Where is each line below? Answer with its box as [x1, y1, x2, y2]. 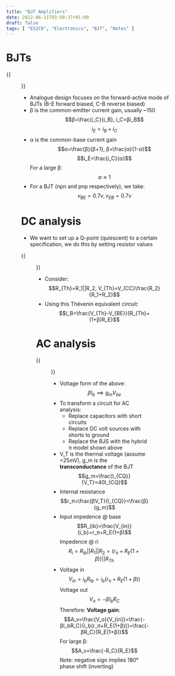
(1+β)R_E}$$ [89, 316, 120, 323]
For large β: [59, 637, 88, 645]
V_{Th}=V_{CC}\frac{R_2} [98, 284, 161, 291]
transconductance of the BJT [59, 463, 134, 471]
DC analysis [21, 214, 82, 228]
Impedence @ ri [59, 538, 99, 545]
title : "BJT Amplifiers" [6, 8, 68, 15]
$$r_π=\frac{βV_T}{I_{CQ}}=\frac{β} [60, 497, 149, 505]
